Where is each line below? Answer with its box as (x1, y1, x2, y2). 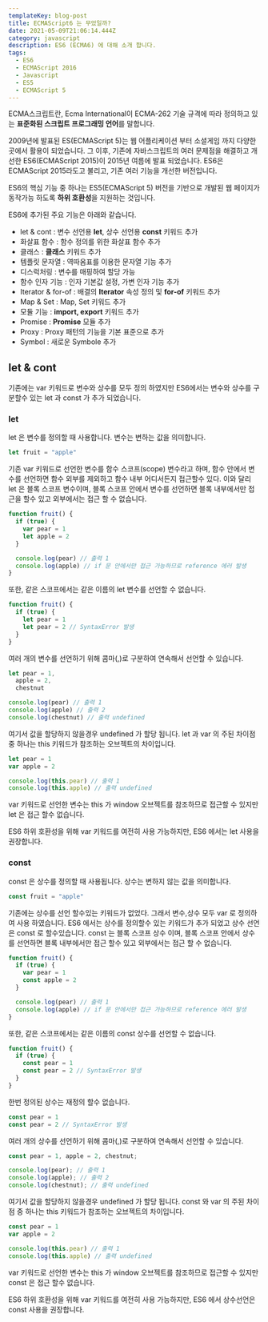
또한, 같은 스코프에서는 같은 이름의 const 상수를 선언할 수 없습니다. (8, 1028, 217, 1038)
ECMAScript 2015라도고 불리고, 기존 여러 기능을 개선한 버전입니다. (8, 166, 218, 176)
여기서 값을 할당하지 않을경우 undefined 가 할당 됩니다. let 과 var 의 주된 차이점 (8, 729, 256, 739)
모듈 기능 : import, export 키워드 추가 (19, 307, 139, 317)
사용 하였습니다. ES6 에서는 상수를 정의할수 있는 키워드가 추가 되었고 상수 (16, 918, 246, 927)
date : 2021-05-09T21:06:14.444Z (8, 26, 116, 34)
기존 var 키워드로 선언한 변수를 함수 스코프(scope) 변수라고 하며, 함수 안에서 (8, 464, 246, 474)
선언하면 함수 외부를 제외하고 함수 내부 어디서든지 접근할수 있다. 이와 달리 (22, 474, 252, 484)
